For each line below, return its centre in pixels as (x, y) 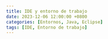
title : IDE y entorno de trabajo (47, 11)
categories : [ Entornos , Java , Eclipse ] (55, 22)
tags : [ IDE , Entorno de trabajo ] (47, 27)
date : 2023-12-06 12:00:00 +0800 (47, 17)
